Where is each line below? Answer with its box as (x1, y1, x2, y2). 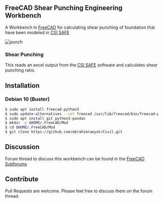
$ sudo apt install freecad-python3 (5, 107, 79, 112)
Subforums (5, 161, 28, 167)
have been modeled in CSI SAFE (5, 29, 70, 35)
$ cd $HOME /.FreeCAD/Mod (5, 125, 55, 130)
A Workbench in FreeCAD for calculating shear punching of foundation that (5, 24, 155, 30)
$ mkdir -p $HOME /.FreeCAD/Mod (5, 120, 68, 125)
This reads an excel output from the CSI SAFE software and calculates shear (5, 62, 158, 68)
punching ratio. (5, 68, 35, 73)
